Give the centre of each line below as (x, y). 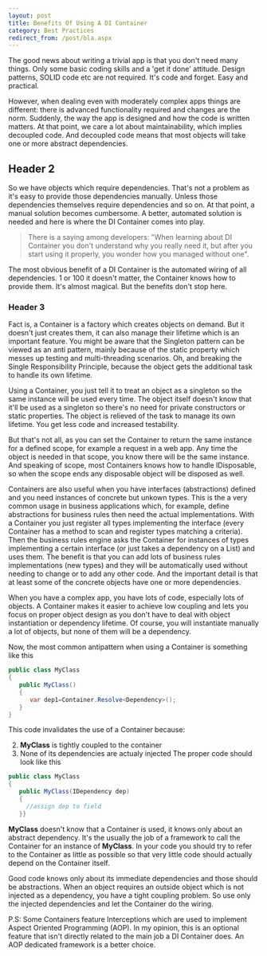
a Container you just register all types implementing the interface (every (126, 523)
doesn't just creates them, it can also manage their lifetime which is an (124, 333)
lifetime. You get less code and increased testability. (94, 425)
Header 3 (27, 307)
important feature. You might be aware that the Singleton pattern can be (126, 341)
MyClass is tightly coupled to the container (91, 745)
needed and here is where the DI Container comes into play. (107, 222)
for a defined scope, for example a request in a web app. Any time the (123, 449)
